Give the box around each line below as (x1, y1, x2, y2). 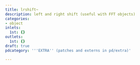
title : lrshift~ (5, 7, 38, 12)
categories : (5, 16, 30, 21)
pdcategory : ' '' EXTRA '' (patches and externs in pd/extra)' (5, 48, 132, 53)
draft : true (5, 43, 30, 48)
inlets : (5, 25, 21, 30)
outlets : (5, 35, 23, 40)
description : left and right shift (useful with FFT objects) (5, 12, 136, 17)
